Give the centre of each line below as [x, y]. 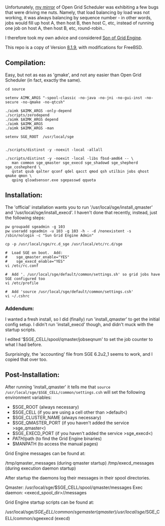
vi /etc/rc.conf [22, 266]
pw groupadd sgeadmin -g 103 [35, 227]
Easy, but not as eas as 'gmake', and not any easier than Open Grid [73, 75]
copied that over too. [26, 359]
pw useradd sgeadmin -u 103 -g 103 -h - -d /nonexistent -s [68, 231]
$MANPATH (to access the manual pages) [55, 444]
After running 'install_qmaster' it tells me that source [58, 387]
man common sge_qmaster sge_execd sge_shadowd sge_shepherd [75, 163]
